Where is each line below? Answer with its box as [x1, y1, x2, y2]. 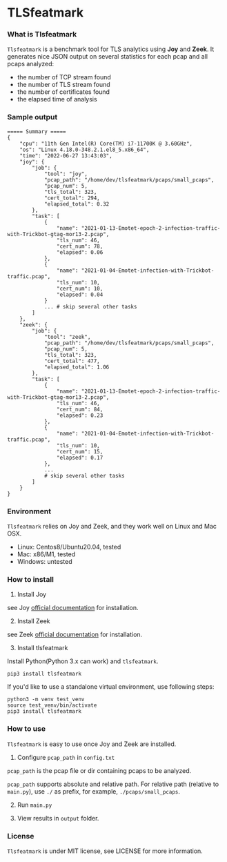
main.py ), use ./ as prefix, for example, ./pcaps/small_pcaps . [7, 787, 181, 795]
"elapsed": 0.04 [56, 291, 103, 298]
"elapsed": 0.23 [56, 412, 103, 419]
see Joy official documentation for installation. [7, 604, 139, 612]
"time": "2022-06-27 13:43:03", [19, 152, 112, 159]
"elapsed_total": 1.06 [43, 364, 110, 371]
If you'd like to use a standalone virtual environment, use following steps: [7, 683, 215, 691]
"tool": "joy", [43, 170, 88, 177]
